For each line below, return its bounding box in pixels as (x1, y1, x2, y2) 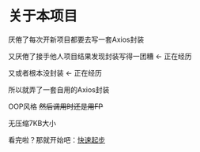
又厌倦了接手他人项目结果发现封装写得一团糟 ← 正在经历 (8, 51, 192, 61)
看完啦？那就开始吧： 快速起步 (8, 135, 105, 144)
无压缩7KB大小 (8, 118, 57, 128)
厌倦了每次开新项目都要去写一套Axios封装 (8, 35, 145, 44)
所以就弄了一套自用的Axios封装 (8, 84, 110, 95)
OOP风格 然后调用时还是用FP (8, 102, 104, 111)
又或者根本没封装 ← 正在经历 (8, 68, 103, 77)
